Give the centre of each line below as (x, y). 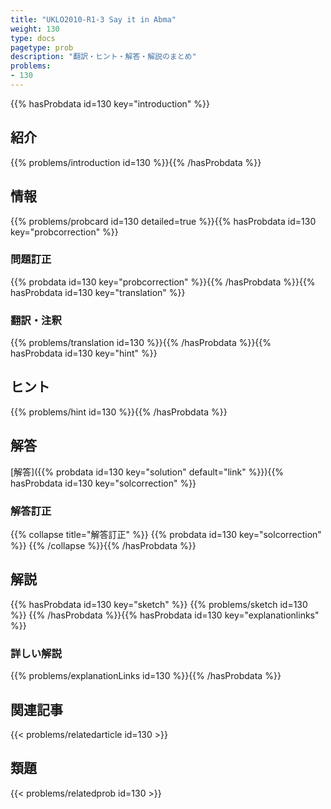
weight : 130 (35, 29)
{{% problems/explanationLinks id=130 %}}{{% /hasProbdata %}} (146, 676)
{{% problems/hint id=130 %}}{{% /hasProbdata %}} (119, 412)
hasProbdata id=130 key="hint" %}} (84, 353)
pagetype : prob (42, 47)
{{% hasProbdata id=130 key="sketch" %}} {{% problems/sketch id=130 (159, 604)
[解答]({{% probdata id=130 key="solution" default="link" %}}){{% (147, 472)
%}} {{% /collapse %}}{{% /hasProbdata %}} (103, 546)
